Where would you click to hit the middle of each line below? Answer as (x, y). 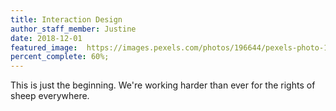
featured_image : (44, 47)
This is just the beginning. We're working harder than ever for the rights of (163, 85)
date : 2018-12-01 (46, 38)
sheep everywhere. (50, 96)
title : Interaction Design (66, 19)
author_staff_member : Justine (73, 29)
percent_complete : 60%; (60, 57)
